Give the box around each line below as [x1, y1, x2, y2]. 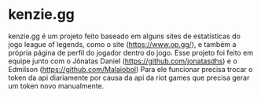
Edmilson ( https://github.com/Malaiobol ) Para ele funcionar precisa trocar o [8, 64, 253, 74]
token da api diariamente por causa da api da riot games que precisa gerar [8, 73, 250, 82]
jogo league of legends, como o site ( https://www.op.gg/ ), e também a [8, 39, 237, 48]
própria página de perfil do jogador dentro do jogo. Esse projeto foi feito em [8, 48, 254, 57]
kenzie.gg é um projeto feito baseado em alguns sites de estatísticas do [8, 31, 241, 41]
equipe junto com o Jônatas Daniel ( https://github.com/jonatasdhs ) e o [8, 56, 237, 66]
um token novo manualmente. [8, 81, 105, 91]
